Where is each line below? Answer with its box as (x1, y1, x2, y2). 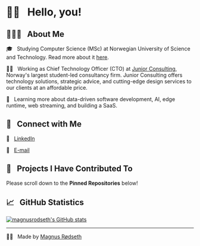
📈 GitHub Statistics (6, 197, 85, 207)
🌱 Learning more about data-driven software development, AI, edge (6, 96, 176, 103)
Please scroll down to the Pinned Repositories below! (6, 179, 138, 187)
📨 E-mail (6, 146, 30, 153)
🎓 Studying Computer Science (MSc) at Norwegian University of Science (6, 45, 190, 52)
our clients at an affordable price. (6, 84, 88, 91)
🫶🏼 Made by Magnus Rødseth (6, 233, 82, 240)
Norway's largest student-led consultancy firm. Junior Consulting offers (6, 71, 183, 78)
